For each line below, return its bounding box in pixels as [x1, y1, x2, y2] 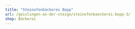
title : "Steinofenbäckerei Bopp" [5, 7, 74, 12]
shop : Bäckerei [5, 16, 36, 21]
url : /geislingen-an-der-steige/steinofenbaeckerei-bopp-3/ [5, 12, 131, 17]
